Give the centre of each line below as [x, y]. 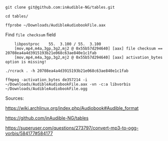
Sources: [15, 98]
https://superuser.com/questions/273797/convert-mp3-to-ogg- [72, 128]
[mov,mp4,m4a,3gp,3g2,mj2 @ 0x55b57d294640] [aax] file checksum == [89, 49]
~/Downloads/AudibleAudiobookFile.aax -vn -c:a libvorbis [68, 84]
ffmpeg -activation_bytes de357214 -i [46, 80]
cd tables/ [17, 16]
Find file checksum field [31, 35]
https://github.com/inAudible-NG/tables [47, 118]
